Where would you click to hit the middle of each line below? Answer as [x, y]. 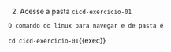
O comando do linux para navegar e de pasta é [86, 26]
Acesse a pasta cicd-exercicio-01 [76, 11]
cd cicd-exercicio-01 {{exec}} [57, 40]
